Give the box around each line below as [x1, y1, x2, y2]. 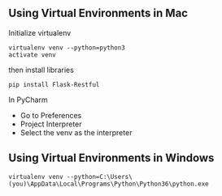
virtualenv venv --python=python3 [8, 44, 126, 52]
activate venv [8, 50, 57, 59]
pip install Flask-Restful [8, 80, 100, 88]
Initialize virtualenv [8, 28, 72, 37]
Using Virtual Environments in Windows [8, 151, 215, 165]
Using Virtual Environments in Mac [8, 6, 189, 20]
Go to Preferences [20, 110, 82, 120]
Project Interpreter [20, 119, 83, 129]
